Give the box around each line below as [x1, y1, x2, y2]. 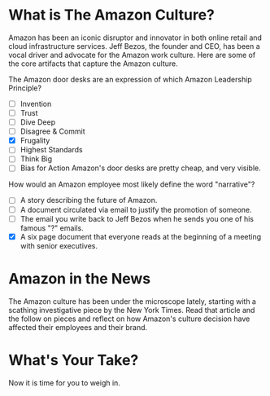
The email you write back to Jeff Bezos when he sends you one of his [20, 213, 255, 223]
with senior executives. [20, 240, 98, 250]
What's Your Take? [8, 350, 139, 369]
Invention [20, 99, 52, 108]
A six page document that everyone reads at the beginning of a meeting [20, 231, 262, 241]
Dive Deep [20, 117, 55, 127]
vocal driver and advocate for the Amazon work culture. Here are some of [8, 50, 256, 59]
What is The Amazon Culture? [8, 6, 216, 24]
